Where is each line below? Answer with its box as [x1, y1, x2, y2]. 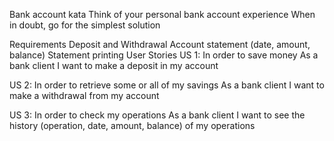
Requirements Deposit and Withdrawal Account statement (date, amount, [9, 39, 311, 50]
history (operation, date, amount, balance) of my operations [9, 120, 256, 131]
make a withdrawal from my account [9, 90, 160, 101]
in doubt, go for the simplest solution [9, 19, 161, 31]
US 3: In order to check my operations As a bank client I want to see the [9, 109, 306, 121]
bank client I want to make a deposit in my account [9, 60, 219, 71]
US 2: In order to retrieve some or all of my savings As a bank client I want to [9, 79, 325, 91]
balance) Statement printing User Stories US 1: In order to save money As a [9, 49, 319, 61]
